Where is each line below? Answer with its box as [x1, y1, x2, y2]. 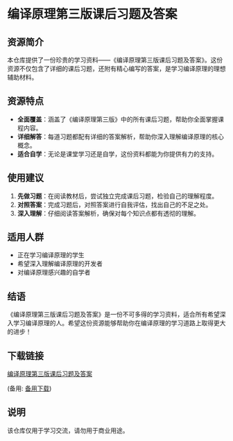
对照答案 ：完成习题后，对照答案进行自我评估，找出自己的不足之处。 [17, 200, 212, 209]
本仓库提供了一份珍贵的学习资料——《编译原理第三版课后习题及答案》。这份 [7, 56, 223, 64]
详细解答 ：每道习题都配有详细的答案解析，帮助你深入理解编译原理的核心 [17, 132, 224, 141]
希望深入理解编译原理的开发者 [17, 259, 103, 268]
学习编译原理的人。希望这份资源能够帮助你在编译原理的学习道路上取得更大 [12, 319, 226, 327]
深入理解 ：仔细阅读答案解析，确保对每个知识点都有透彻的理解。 [17, 209, 200, 217]
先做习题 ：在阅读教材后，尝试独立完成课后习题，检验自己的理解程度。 [17, 191, 218, 200]
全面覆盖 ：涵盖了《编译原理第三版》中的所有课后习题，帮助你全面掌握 [17, 115, 218, 123]
